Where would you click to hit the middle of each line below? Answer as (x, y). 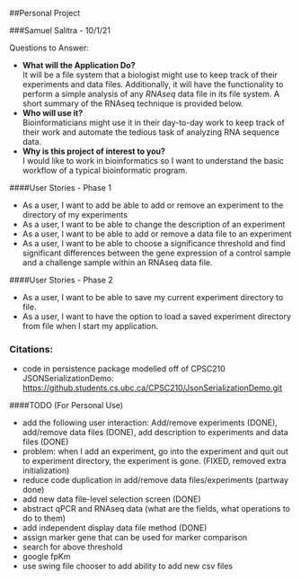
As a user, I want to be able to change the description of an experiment (154, 224)
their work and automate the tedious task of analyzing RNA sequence (151, 132)
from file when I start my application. (90, 326)
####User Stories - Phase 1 (61, 187)
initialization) (46, 470)
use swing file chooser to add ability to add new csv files (128, 567)
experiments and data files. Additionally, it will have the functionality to (153, 84)
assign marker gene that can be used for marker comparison (135, 538)
